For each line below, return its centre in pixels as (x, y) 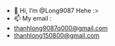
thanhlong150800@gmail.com (56, 35)
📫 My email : (33, 18)
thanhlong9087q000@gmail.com (61, 28)
